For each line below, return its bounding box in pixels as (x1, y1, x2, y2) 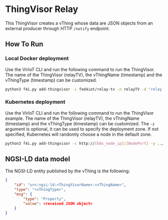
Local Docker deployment (5, 55, 69, 62)
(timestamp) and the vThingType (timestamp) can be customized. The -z (5, 120, 155, 126)
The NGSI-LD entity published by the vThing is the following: (5, 168, 130, 174)
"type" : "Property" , (23, 196, 66, 201)
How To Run (5, 40, 43, 49)
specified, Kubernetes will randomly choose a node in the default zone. (5, 131, 152, 137)
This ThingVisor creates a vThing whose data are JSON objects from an (5, 20, 153, 26)
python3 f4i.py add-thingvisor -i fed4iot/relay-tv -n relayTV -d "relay (5, 87, 162, 92)
